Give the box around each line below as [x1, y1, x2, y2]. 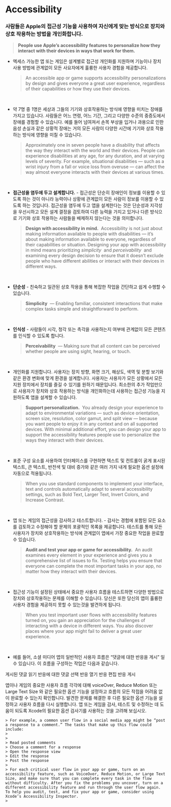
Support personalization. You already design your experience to [25, 405, 163, 411]
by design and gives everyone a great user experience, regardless [25, 80, 165, 86]
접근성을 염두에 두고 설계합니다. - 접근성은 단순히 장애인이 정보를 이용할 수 [12, 190, 160, 196]
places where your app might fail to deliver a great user [25, 628, 142, 634]
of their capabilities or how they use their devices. [25, 86, 131, 92]
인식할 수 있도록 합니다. [18, 333, 65, 339]
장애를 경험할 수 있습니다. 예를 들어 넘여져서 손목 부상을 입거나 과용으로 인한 [12, 119, 164, 125]
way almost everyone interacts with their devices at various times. [25, 169, 165, 175]
